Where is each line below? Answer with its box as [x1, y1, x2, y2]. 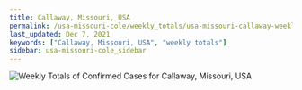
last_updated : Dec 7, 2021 [9, 29, 111, 38]
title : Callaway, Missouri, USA [9, 12, 130, 22]
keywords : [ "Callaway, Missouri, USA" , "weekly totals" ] [9, 37, 227, 47]
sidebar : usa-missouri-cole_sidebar [9, 46, 147, 55]
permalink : [9, 21, 50, 30]
